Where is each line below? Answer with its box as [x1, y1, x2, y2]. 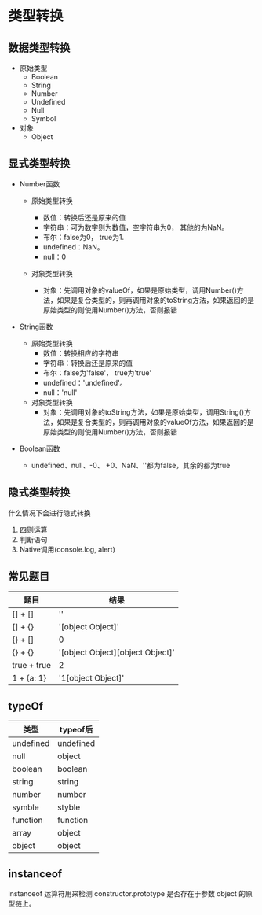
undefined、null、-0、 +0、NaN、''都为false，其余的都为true [31, 460, 231, 470]
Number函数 [19, 179, 60, 189]
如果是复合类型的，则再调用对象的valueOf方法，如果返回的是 [56, 417, 254, 426]
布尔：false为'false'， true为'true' [42, 367, 151, 378]
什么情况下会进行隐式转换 [8, 508, 91, 518]
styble [57, 802, 81, 813]
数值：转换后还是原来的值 [42, 212, 126, 222]
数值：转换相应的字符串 [42, 348, 119, 358]
